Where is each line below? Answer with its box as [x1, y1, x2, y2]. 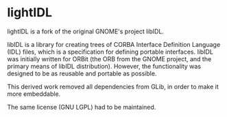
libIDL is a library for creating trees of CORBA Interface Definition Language [7, 40, 221, 48]
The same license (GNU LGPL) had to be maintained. [7, 103, 156, 111]
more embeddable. [7, 90, 61, 98]
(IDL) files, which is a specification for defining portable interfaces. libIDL [7, 48, 214, 56]
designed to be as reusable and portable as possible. [7, 69, 157, 78]
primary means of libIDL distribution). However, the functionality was [7, 62, 201, 70]
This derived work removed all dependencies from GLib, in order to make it [7, 82, 219, 90]
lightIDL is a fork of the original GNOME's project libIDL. [7, 27, 165, 35]
